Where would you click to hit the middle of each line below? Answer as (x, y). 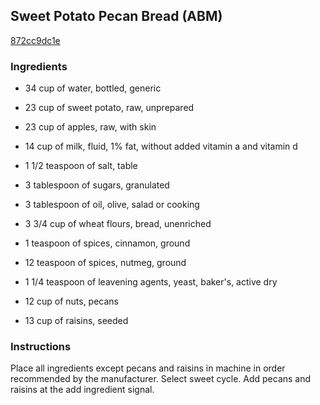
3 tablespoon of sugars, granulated (97, 185)
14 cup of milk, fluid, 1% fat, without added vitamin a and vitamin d (161, 146)
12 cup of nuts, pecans (72, 301)
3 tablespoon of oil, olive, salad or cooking (112, 205)
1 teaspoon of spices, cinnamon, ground (107, 243)
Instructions (41, 347)
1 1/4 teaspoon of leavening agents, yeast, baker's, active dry (151, 282)
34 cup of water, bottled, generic (93, 88)
